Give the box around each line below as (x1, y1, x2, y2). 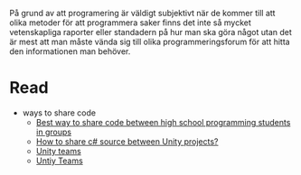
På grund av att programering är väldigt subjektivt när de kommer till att (9, 8, 276, 18)
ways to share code (22, 107, 97, 118)
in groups (35, 126, 72, 137)
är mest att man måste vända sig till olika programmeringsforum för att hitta (9, 36, 291, 47)
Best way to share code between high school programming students (35, 116, 291, 127)
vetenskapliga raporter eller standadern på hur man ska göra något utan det (9, 27, 292, 37)
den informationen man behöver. (9, 46, 131, 57)
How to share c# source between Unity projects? (35, 135, 219, 147)
